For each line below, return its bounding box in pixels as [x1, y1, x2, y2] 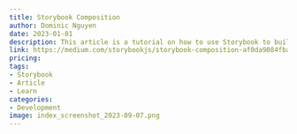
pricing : [9, 54, 42, 63]
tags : [9, 63, 29, 71]
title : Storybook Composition [9, 12, 121, 22]
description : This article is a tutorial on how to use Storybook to [9, 37, 271, 47]
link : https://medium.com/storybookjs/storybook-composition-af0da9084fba [9, 46, 291, 55]
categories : [9, 94, 53, 104]
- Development [9, 103, 62, 112]
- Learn [9, 86, 38, 95]
